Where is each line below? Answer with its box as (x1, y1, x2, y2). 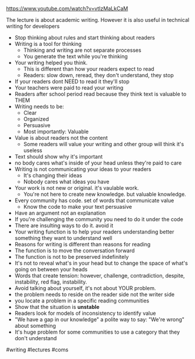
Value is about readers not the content (14, 134, 108, 141)
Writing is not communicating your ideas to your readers (14, 166, 151, 173)
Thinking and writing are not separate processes (23, 47, 141, 54)
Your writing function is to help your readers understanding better (14, 228, 174, 235)
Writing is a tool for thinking (14, 41, 82, 47)
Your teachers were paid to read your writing (14, 84, 124, 91)
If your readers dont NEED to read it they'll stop (14, 78, 130, 85)
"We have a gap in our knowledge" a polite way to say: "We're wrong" (14, 316, 184, 323)
